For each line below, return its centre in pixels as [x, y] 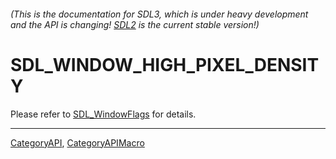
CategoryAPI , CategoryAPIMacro [77, 142]
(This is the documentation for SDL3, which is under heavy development [159, 14]
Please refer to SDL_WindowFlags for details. [103, 114]
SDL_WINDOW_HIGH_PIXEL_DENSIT [165, 64]
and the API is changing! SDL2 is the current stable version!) [135, 24]
